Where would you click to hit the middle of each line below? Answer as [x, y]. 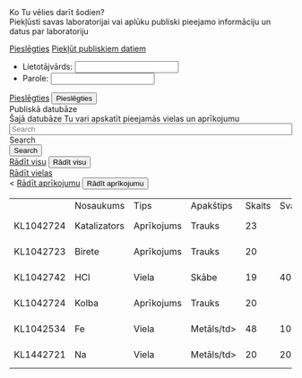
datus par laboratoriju [49, 31]
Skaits [258, 206]
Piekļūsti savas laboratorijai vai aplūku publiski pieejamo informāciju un [140, 21]
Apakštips [211, 206]
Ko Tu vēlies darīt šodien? [57, 12]
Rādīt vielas [31, 173]
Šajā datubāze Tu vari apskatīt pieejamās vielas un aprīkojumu [125, 119]
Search [22, 140]
